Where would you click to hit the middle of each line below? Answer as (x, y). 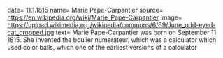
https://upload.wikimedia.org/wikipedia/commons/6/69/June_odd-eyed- (111, 25)
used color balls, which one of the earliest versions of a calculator (102, 47)
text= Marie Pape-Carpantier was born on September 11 (136, 32)
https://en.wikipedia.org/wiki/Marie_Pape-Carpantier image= (95, 17)
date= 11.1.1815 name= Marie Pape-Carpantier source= (85, 10)
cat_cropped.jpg (31, 32)
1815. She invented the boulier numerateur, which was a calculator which (112, 40)
